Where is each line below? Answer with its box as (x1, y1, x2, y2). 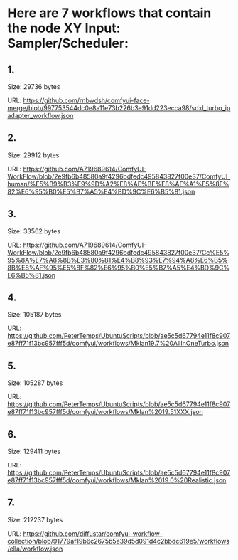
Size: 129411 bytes (7, 447, 61, 456)
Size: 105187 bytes (7, 310, 62, 319)
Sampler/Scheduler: (7, 36, 129, 51)
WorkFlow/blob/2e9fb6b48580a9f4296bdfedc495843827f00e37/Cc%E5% (7, 248, 229, 257)
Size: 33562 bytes (7, 226, 61, 236)
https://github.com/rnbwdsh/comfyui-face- (23, 96, 151, 105)
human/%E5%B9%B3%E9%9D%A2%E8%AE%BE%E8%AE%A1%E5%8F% (7, 179, 229, 188)
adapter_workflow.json (7, 112, 74, 120)
